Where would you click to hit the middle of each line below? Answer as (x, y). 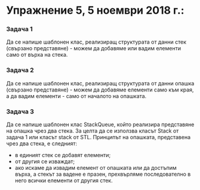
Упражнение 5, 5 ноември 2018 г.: (95, 10)
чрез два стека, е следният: (42, 143)
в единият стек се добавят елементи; (63, 155)
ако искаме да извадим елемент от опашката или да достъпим (96, 168)
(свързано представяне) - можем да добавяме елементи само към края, (100, 90)
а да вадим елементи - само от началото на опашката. (76, 96)
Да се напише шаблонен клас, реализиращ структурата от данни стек (96, 42)
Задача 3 (20, 111)
